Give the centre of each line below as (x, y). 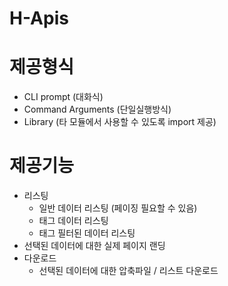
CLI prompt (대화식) (63, 97)
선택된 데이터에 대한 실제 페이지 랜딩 (94, 246)
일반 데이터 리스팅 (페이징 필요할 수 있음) (118, 208)
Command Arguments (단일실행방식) (97, 109)
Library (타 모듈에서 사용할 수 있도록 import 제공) (120, 122)
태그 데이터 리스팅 (73, 221)
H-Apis (39, 18)
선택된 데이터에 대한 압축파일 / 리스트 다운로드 (128, 271)
